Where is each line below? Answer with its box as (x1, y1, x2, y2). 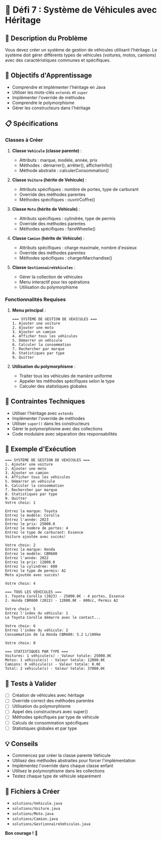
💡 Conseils (5, 740, 38, 748)
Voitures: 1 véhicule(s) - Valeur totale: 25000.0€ (5, 653, 112, 658)
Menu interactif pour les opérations (19, 279, 90, 285)
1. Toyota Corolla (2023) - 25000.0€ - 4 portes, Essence (5, 594, 125, 599)
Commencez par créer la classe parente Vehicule (12, 753, 111, 758)
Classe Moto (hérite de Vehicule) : (12, 206, 81, 212)
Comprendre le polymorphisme (12, 100, 75, 105)
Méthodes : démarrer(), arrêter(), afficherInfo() (19, 162, 113, 168)
